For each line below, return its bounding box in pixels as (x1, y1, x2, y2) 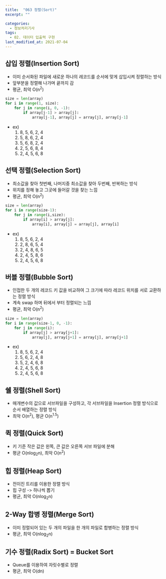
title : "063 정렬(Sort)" (5, 7, 57, 12)
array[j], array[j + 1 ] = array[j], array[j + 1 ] (31, 334, 128, 340)
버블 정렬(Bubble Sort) (5, 273, 73, 281)
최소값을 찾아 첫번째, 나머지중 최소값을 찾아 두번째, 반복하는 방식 (12, 180, 138, 186)
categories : (5, 21, 30, 26)
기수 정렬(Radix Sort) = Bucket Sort (5, 547, 114, 556)
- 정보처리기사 (9, 25, 35, 30)
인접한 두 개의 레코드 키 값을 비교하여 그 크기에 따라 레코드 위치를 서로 (12, 287, 148, 293)
